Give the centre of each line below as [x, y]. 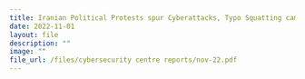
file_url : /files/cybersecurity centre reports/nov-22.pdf [123, 60]
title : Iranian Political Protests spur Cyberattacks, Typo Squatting [146, 18]
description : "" [40, 43]
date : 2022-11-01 [42, 26]
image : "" [28, 52]
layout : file [34, 35]
